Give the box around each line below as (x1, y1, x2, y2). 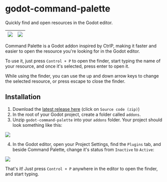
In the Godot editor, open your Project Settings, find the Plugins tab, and (12, 141, 161, 147)
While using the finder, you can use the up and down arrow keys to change (5, 73, 159, 79)
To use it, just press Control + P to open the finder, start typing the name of (5, 58, 161, 64)
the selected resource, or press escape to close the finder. (5, 78, 126, 84)
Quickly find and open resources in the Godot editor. (5, 20, 113, 26)
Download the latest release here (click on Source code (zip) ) (12, 106, 140, 112)
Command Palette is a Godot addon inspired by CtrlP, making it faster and (5, 43, 157, 49)
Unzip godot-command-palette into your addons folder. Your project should (12, 116, 163, 123)
